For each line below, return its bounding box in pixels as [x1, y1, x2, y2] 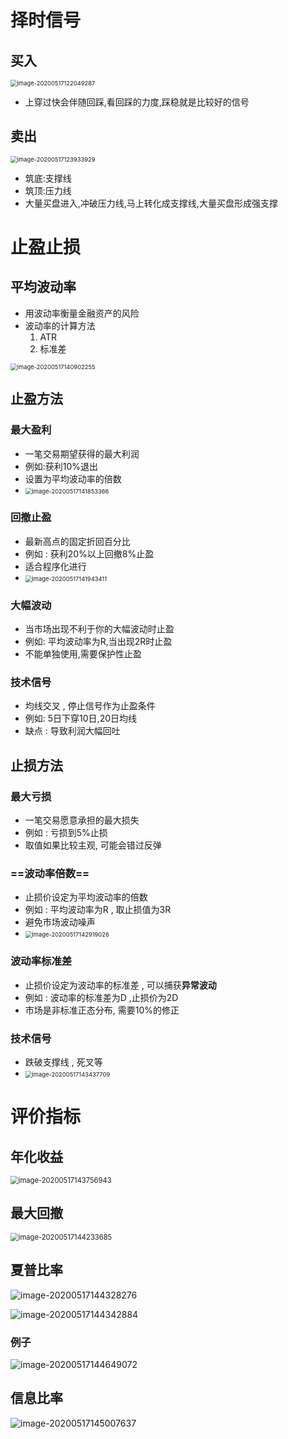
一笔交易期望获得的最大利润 [24, 447, 140, 460]
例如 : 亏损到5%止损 [24, 827, 108, 839]
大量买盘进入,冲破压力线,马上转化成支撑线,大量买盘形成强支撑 [24, 197, 278, 209]
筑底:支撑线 [24, 172, 72, 184]
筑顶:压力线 [24, 184, 72, 196]
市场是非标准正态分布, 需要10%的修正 [24, 1004, 180, 1016]
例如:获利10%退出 [24, 460, 99, 472]
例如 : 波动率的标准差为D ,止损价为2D [24, 991, 179, 1003]
